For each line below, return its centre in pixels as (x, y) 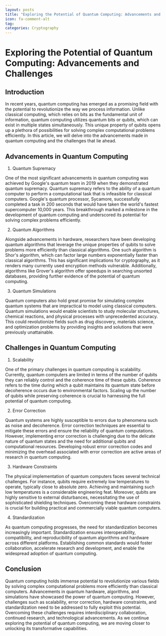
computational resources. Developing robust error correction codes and (79, 446)
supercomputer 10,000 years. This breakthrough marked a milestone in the (82, 209)
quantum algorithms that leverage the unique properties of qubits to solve (81, 244)
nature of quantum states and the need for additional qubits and (70, 441)
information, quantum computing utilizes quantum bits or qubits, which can (82, 120)
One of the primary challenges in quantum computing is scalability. (73, 369)
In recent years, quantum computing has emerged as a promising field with (82, 104)
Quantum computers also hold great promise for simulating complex (75, 300)
